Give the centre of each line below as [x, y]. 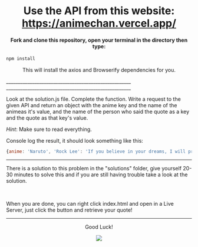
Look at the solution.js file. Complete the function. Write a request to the [93, 99]
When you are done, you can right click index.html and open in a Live [90, 204]
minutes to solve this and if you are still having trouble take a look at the [101, 174]
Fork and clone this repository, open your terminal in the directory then [99, 40]
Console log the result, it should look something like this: [75, 141]
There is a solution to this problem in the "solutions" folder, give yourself [94, 169]
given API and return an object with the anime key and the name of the [92, 106]
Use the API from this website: [99, 11]
